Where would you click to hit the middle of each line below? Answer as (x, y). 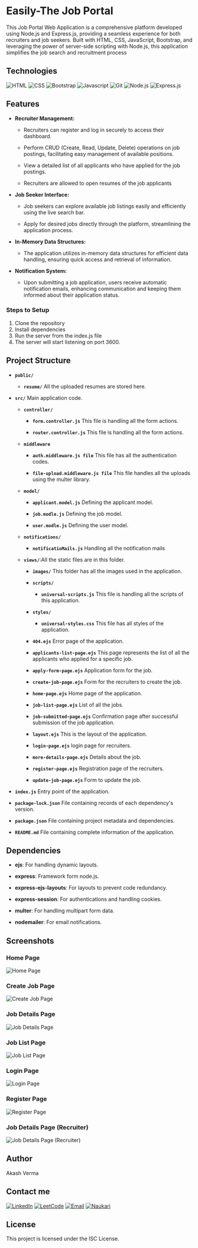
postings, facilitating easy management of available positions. (99, 154)
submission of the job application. (74, 722)
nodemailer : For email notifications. (58, 922)
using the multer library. (61, 479)
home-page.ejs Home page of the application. (87, 693)
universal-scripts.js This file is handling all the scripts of (112, 594)
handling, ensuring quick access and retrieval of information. (98, 259)
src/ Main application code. (48, 397)
